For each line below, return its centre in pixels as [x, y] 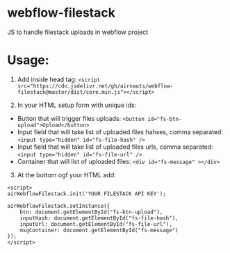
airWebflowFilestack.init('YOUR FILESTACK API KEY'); [87, 194]
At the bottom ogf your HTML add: [66, 174]
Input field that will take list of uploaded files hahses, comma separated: [120, 132]
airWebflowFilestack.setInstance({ [59, 206]
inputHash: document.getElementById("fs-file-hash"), [99, 218]
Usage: [28, 60]
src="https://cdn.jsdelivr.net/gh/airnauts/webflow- [95, 86]
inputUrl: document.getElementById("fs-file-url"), [96, 224]
